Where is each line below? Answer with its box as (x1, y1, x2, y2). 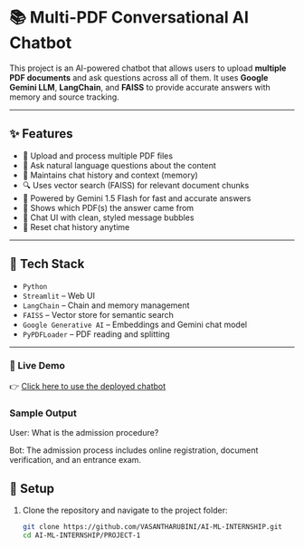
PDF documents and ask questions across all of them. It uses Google (9, 72, 269, 82)
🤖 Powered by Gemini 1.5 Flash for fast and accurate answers (22, 192, 252, 204)
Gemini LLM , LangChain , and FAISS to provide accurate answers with (9, 82, 271, 92)
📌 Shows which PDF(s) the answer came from (22, 202, 195, 213)
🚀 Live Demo (9, 360, 65, 372)
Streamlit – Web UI (22, 290, 96, 301)
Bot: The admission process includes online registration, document (9, 445, 259, 456)
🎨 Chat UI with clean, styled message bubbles (22, 212, 195, 223)
